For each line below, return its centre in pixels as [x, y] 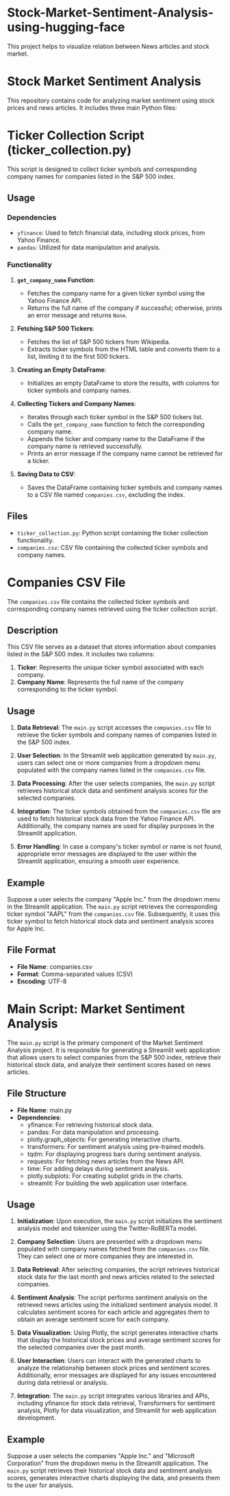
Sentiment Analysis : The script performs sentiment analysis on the [112, 1297]
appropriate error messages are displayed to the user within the [107, 854]
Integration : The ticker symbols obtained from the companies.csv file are [119, 812]
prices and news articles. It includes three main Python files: [92, 107]
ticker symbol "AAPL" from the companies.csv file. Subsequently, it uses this [114, 914]
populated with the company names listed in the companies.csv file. [112, 770]
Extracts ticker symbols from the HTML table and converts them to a [124, 349]
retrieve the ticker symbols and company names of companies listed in [117, 735]
